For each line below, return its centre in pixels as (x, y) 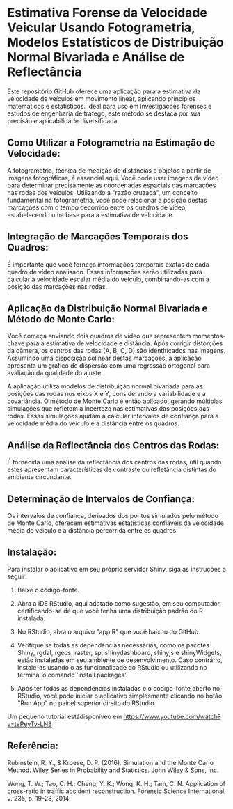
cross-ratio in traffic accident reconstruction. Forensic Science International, (116, 791)
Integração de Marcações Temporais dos (98, 237)
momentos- (209, 336)
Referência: (33, 746)
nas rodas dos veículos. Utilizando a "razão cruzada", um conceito (103, 192)
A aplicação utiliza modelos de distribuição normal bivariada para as (105, 386)
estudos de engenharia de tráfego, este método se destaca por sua (104, 113)
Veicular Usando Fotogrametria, (101, 28)
